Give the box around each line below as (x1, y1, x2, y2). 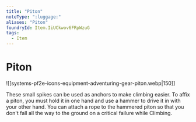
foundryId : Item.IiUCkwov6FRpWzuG (6, 24, 90, 31)
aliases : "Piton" (6, 19, 48, 25)
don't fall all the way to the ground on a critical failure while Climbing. (6, 109, 173, 116)
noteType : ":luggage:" (6, 14, 61, 20)
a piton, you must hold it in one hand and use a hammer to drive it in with (6, 97, 181, 104)
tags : (6, 30, 19, 36)
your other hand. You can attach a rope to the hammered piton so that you (6, 103, 184, 110)
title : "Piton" (6, 8, 43, 15)
